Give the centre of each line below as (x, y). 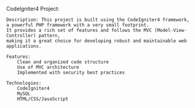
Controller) (21, 36)
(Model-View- (171, 30)
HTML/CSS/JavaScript (43, 99)
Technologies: (24, 83)
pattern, (49, 36)
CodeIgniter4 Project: (33, 9)
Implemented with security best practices (71, 72)
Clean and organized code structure (63, 62)
